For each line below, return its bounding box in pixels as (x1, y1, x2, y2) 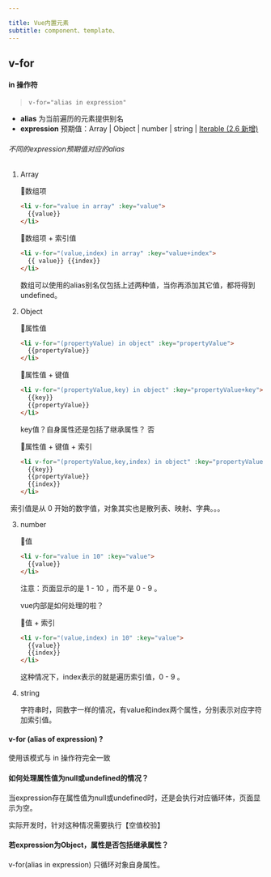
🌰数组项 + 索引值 (19, 232, 77, 243)
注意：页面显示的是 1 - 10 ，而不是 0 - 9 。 (19, 583, 162, 593)
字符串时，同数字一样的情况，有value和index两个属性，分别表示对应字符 (19, 705, 263, 715)
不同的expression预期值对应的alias (8, 143, 125, 154)
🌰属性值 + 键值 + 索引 (19, 441, 93, 451)
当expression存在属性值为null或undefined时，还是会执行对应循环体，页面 (8, 793, 254, 802)
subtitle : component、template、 (8, 26, 119, 35)
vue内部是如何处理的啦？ (19, 600, 104, 610)
